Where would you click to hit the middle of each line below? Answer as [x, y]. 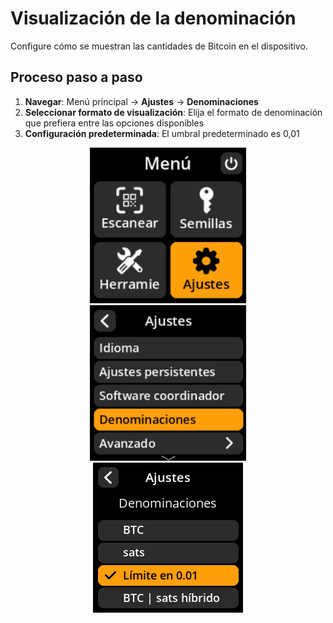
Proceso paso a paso [76, 77]
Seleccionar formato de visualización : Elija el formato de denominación [173, 112]
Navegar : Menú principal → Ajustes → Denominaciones [141, 101]
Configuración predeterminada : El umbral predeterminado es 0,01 [162, 133]
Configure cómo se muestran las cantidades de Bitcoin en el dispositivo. [159, 46]
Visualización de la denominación [153, 18]
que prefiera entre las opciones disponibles [114, 123]
